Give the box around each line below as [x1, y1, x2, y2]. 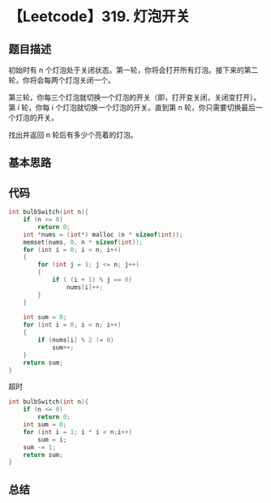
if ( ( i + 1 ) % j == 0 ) [51, 276, 132, 284]
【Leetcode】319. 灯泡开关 [8, 7, 191, 26]
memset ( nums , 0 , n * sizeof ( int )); [23, 238, 144, 246]
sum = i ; [37, 435, 67, 444]
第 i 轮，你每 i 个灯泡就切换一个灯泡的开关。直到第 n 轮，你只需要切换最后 [8, 103, 256, 112]
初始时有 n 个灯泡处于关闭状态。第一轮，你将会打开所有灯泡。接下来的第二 [8, 66, 259, 75]
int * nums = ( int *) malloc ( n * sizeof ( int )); [23, 230, 183, 239]
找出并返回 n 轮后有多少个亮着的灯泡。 [8, 130, 138, 139]
